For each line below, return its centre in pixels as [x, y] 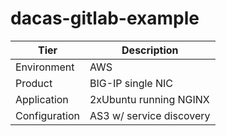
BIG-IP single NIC [131, 83]
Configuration [47, 115]
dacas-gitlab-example [105, 18]
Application [42, 99]
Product [34, 83]
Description [150, 50]
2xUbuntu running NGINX [149, 99]
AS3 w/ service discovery [150, 115]
